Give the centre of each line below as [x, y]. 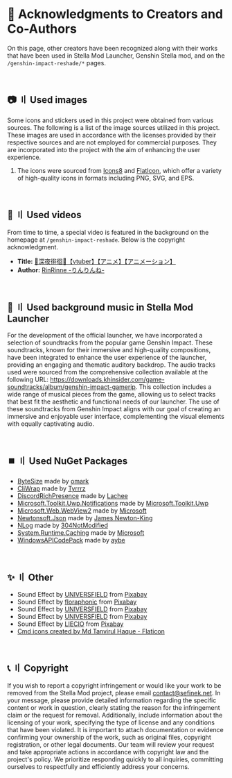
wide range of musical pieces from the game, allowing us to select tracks [111, 395]
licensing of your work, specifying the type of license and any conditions [111, 722]
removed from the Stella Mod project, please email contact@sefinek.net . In [114, 693]
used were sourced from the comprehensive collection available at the [108, 372]
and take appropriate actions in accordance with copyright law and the [108, 752]
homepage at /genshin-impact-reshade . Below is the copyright [96, 240]
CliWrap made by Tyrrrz [51, 488]
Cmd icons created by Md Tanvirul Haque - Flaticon [91, 631]
